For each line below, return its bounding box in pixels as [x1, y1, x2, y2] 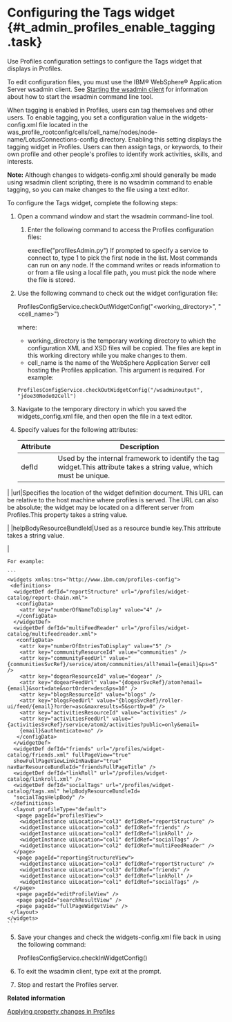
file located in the [39, 120, 88, 129]
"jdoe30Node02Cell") [17, 392, 77, 399]
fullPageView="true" [72, 751, 131, 758]
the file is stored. [27, 275, 76, 284]
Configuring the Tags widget [7, 5, 175, 21]
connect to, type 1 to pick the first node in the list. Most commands [27, 254, 217, 262]
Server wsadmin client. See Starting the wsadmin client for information [7, 85, 209, 93]
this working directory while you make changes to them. [27, 351, 188, 359]
